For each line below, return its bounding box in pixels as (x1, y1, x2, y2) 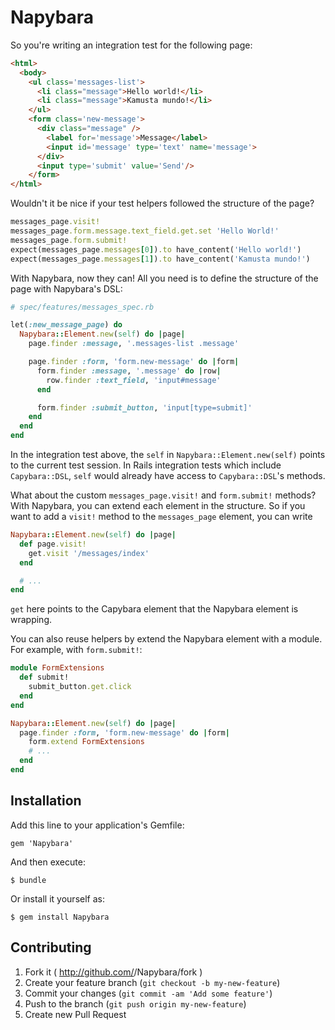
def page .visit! (19, 539, 87, 549)
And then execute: (10, 856, 86, 868)
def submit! (19, 672, 70, 683)
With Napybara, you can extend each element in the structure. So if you (10, 500, 306, 512)
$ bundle (10, 875, 47, 885)
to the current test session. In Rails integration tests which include (10, 459, 282, 471)
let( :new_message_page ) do (10, 320, 123, 330)
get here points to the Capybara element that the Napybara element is (10, 603, 299, 615)
